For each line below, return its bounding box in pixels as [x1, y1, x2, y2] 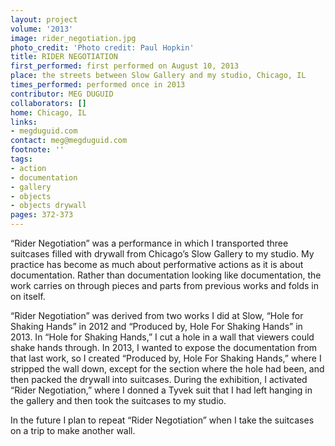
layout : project [10, 14, 78, 25]
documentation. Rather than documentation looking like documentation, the [10, 269, 322, 281]
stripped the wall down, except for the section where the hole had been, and [10, 363, 325, 375]
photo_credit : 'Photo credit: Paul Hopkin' [10, 42, 195, 53]
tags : [10, 154, 33, 164]
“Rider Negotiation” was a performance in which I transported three [10, 237, 289, 249]
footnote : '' [10, 145, 65, 155]
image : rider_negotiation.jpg [10, 33, 137, 43]
